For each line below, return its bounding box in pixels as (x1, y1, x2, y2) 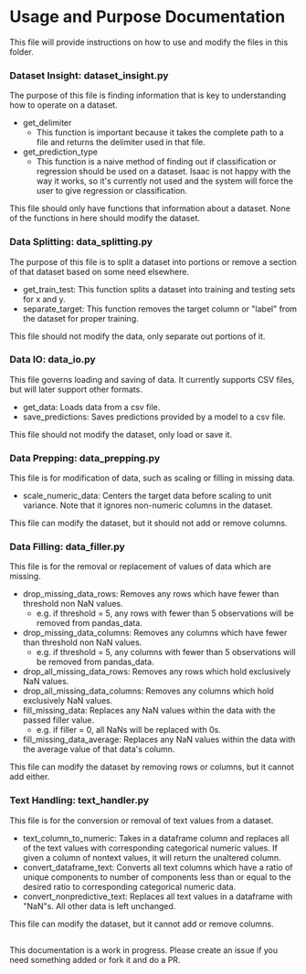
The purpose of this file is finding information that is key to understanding (9, 90, 287, 101)
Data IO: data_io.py (9, 354, 96, 366)
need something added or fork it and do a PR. (9, 955, 181, 966)
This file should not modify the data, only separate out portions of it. (9, 331, 266, 342)
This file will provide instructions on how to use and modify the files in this (9, 37, 289, 48)
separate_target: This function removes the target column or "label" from (22, 303, 298, 314)
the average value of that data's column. (22, 744, 175, 755)
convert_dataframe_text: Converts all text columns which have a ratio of (22, 862, 294, 873)
